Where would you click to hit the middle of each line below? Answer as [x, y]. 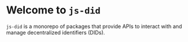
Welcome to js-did [53, 10]
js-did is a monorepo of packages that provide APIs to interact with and [94, 26]
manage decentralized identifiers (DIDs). [56, 32]
